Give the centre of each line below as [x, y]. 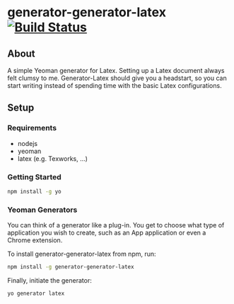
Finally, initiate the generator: [49, 281]
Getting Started [34, 176]
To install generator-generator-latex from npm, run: [82, 254]
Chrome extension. [35, 240]
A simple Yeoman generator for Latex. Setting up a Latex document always [116, 71]
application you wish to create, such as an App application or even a [107, 233]
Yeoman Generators [42, 210]
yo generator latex [36, 294]
